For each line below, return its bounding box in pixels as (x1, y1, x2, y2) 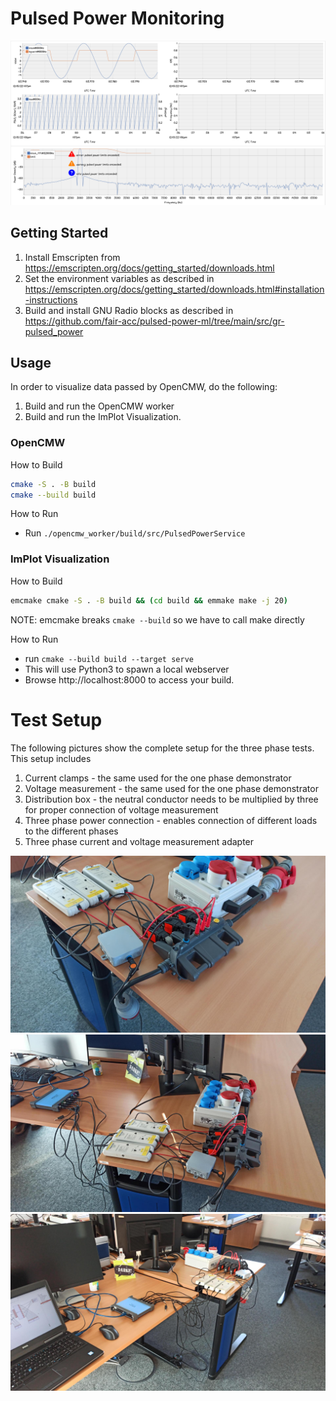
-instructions (24, 293, 78, 306)
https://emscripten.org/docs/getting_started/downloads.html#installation (24, 283, 325, 295)
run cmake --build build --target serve (24, 652, 194, 664)
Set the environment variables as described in (24, 272, 215, 284)
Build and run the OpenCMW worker (24, 400, 175, 412)
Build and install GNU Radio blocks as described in (24, 304, 234, 316)
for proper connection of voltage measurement (24, 803, 219, 816)
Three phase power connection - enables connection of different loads (24, 814, 318, 826)
